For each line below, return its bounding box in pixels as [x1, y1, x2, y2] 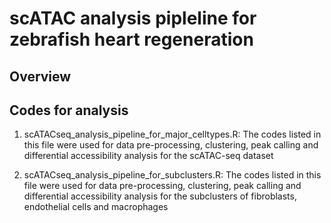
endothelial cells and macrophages [23, 201, 169, 213]
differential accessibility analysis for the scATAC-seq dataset [23, 150, 274, 162]
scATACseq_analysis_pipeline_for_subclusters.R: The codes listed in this [23, 169, 322, 181]
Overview [9, 68, 72, 85]
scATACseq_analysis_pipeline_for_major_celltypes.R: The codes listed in [23, 128, 322, 141]
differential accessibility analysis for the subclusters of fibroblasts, [23, 190, 297, 202]
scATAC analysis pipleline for [9, 7, 257, 30]
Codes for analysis [9, 102, 129, 119]
